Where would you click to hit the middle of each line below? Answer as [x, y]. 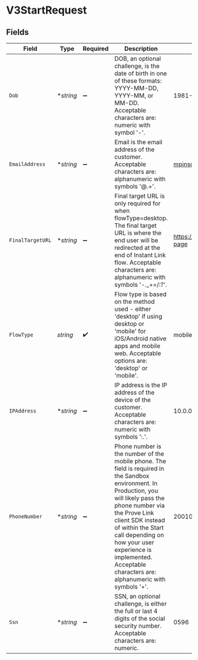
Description [141, 49]
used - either [133, 309]
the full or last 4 [136, 611]
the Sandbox [132, 476]
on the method [134, 302]
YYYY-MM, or [134, 95]
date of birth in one [141, 73]
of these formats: [138, 81]
